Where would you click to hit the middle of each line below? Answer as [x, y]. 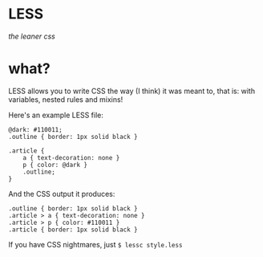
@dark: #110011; [35, 129]
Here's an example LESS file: [56, 115]
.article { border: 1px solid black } [73, 230]
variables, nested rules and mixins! [66, 99]
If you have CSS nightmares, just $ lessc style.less [95, 244]
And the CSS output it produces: [62, 194]
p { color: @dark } [55, 165]
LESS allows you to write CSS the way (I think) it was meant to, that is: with [131, 91]
